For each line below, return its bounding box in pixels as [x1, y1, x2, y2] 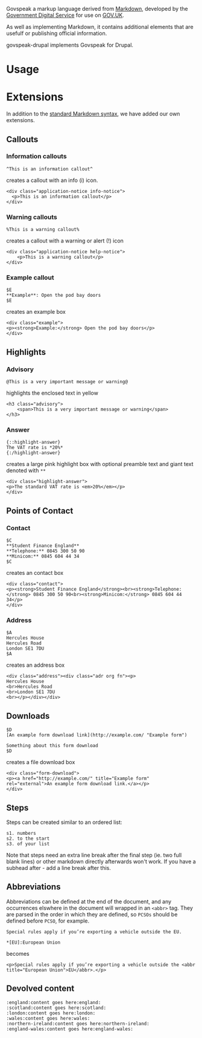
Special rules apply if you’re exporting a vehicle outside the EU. [6, 929, 182, 935]
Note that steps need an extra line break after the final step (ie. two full [6, 852, 182, 858]
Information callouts [6, 152, 68, 161]
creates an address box [6, 661, 65, 669]
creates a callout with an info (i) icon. [6, 177, 98, 184]
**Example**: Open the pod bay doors [6, 293, 101, 299]
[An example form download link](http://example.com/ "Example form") [6, 732, 188, 738]
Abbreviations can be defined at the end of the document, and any [6, 898, 172, 905]
